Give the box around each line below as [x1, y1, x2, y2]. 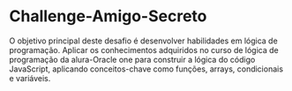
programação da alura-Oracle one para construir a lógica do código [9, 54, 256, 64]
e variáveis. [9, 72, 51, 83]
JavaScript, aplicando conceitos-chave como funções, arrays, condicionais [9, 64, 284, 74]
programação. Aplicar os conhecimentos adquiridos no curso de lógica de [9, 44, 280, 55]
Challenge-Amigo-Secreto [9, 6, 207, 27]
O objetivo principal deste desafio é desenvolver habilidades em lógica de [9, 35, 278, 46]
